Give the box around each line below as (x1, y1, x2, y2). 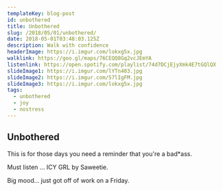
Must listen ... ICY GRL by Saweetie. (7, 163, 108, 171)
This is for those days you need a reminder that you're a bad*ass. (7, 149, 192, 158)
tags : (7, 87, 23, 93)
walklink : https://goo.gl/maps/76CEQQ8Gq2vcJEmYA (7, 55, 152, 62)
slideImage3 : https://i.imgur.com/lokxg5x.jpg (7, 80, 143, 87)
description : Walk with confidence (7, 42, 109, 49)
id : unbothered (7, 16, 51, 23)
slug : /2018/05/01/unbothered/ (7, 29, 97, 36)
